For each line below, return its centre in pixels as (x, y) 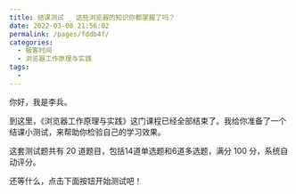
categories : (31, 42)
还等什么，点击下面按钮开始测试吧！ (76, 181)
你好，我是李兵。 (41, 101)
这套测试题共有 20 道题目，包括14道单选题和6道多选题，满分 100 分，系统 (145, 150)
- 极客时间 (35, 51)
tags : (19, 68)
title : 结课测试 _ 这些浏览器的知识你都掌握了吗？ (92, 17)
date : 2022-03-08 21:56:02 (59, 26)
